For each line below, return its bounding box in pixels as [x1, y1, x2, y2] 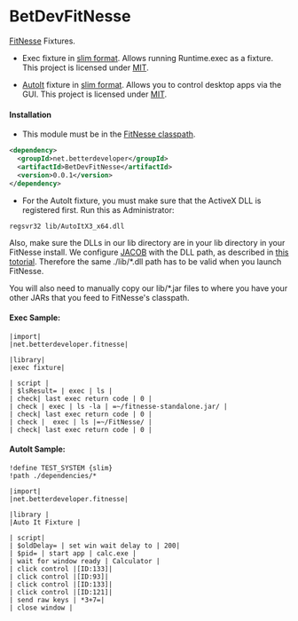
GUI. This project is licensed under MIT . [21, 89, 168, 99]
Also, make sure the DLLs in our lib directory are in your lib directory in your [9, 237, 286, 248]
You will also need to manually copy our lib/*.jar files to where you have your [9, 282, 288, 294]
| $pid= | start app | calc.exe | [9, 548, 137, 558]
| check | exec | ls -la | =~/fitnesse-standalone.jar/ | [9, 402, 228, 411]
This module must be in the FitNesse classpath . [21, 129, 196, 139]
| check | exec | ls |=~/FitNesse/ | [9, 417, 153, 427]
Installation [9, 109, 51, 120]
